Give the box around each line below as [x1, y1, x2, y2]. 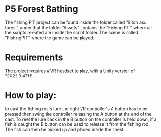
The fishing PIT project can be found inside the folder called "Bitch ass [5, 19, 146, 25]
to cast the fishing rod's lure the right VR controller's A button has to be [5, 106, 148, 112]
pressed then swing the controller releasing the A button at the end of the [5, 111, 152, 117]
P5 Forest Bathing [5, 3, 79, 15]
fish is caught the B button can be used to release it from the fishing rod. [5, 121, 150, 127]
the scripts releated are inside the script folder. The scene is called [5, 30, 138, 35]
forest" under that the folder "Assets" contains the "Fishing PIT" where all [5, 24, 152, 30]
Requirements [5, 52, 63, 63]
